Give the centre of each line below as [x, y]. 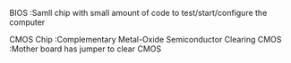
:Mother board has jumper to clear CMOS [86, 49]
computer [27, 22]
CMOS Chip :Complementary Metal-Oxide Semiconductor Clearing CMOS [145, 39]
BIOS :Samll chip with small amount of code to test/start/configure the [138, 13]
